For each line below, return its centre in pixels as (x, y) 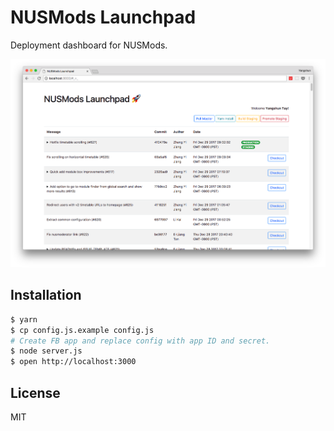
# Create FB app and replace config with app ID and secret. (140, 341)
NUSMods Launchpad (103, 17)
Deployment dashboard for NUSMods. (89, 45)
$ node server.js (46, 351)
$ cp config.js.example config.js (82, 330)
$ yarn (24, 319)
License (35, 392)
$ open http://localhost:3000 (73, 362)
